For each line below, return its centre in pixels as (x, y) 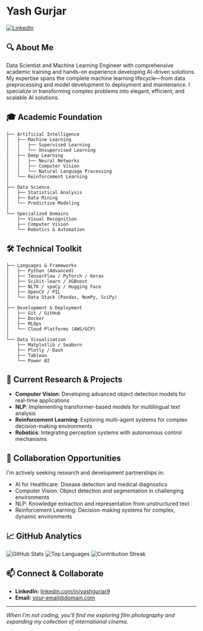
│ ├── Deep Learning (35, 155)
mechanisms (31, 439)
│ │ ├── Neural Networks (43, 161)
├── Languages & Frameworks (42, 266)
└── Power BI (34, 361)
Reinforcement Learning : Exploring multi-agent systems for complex (101, 420)
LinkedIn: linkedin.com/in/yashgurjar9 (63, 591)
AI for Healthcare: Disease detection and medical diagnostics (91, 484)
